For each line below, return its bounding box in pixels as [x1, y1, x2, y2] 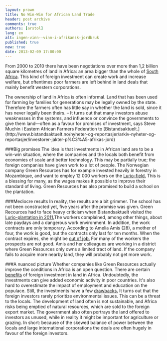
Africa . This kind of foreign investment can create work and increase [5, 73, 146, 79]
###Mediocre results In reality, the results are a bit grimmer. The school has [5, 198, 161, 204]
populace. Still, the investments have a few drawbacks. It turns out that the [5, 287, 159, 293]
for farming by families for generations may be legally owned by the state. [5, 99, 157, 105]
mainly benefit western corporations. [5, 84, 81, 90]
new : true [5, 44, 26, 49]
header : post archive [5, 16, 50, 21]
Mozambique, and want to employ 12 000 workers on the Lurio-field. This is [5, 172, 161, 178]
